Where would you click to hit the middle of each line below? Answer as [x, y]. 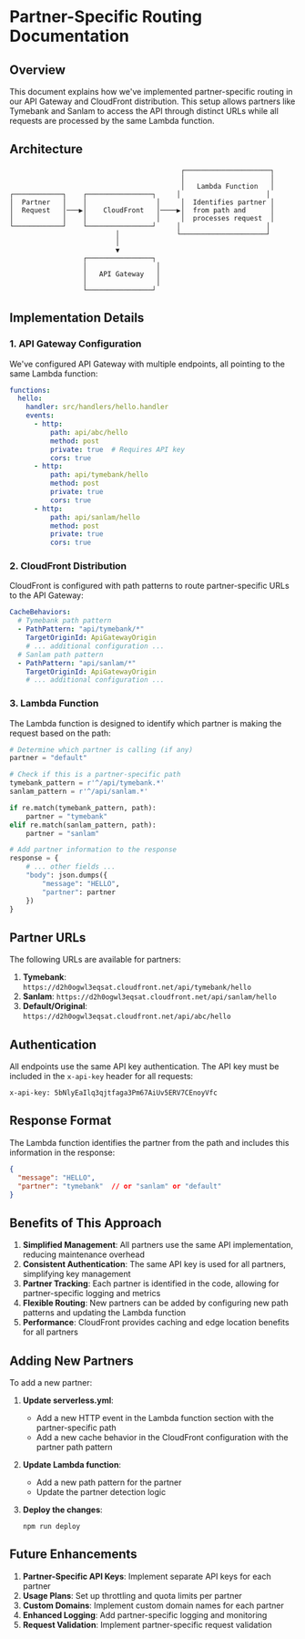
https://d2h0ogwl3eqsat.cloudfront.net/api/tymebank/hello [137, 988]
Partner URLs [48, 938]
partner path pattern [74, 1448]
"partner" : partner [79, 892]
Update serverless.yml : [68, 1400]
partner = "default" [49, 758]
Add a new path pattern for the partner [109, 1482]
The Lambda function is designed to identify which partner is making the [146, 723]
